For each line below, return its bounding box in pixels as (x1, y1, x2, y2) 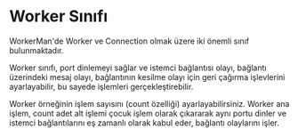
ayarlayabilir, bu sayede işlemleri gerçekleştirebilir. (9, 81, 194, 92)
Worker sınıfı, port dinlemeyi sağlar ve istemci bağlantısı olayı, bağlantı (9, 62, 267, 73)
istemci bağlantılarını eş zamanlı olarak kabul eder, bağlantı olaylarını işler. (9, 117, 280, 128)
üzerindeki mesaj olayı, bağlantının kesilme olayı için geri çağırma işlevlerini (9, 71, 286, 82)
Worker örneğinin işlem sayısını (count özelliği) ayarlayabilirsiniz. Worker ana (9, 98, 290, 109)
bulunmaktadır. (9, 44, 64, 55)
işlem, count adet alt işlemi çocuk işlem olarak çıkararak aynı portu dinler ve (9, 108, 287, 118)
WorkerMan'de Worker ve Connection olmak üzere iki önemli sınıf (9, 36, 250, 46)
